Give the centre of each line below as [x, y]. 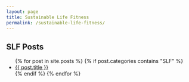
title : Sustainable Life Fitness [48, 17]
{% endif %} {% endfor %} [48, 74]
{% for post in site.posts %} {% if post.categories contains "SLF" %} [99, 61]
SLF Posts [25, 47]
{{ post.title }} [32, 67]
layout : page [22, 12]
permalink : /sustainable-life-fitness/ [56, 23]
